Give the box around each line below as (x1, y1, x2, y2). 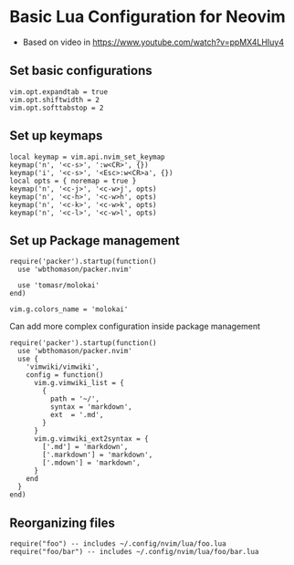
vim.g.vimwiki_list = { (33, 379, 125, 388)
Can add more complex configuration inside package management (9, 321, 261, 332)
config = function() (26, 371, 104, 380)
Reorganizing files (9, 515, 116, 530)
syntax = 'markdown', (49, 403, 132, 412)
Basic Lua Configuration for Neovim (9, 6, 286, 27)
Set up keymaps (9, 128, 103, 143)
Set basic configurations (9, 63, 152, 78)
